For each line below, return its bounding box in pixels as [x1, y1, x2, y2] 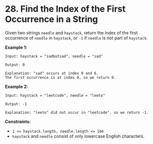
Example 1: [5, 44, 28, 50]
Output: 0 [5, 62, 25, 67]
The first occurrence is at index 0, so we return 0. [5, 75, 117, 80]
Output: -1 [5, 101, 27, 107]
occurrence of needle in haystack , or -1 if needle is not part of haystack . [5, 35, 148, 41]
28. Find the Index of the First [5, 3, 126, 15]
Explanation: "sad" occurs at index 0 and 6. [5, 71, 99, 76]
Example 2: [5, 84, 28, 90]
